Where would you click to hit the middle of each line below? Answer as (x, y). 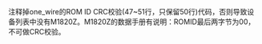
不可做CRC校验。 (37, 32)
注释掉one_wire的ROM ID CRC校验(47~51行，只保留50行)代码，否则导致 (128, 12)
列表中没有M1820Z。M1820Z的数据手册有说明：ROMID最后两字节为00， (135, 22)
